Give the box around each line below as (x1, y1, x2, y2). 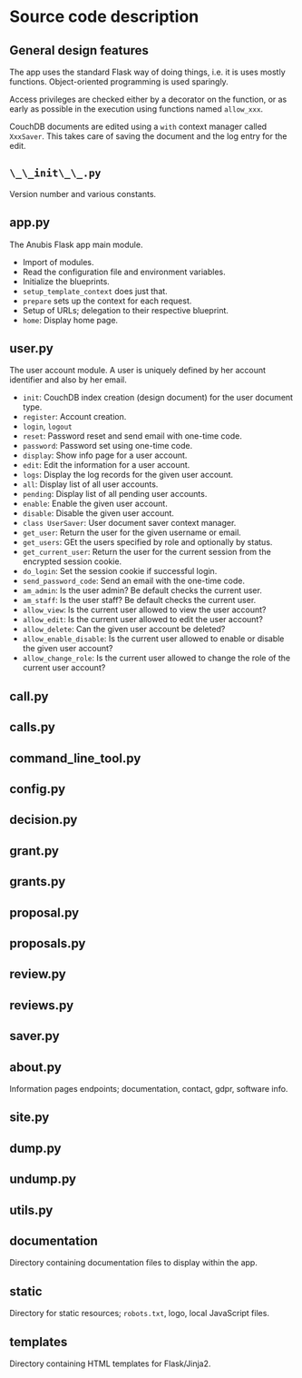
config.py (9, 781, 66, 797)
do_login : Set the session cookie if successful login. (22, 566, 218, 577)
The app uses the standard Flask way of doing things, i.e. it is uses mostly (9, 66, 286, 77)
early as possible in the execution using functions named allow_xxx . (9, 104, 264, 114)
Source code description (9, 6, 200, 27)
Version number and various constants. (9, 188, 157, 199)
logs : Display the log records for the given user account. (22, 470, 234, 481)
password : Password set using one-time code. (22, 441, 193, 451)
